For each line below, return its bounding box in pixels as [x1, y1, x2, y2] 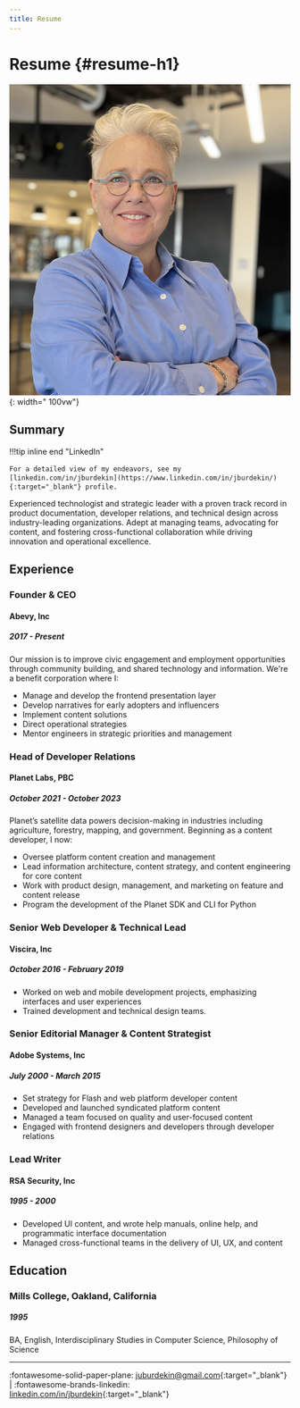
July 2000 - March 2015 [9, 1070, 101, 1081]
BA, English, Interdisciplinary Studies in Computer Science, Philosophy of [9, 1334, 279, 1345]
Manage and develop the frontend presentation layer [21, 690, 217, 700]
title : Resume [9, 14, 62, 23]
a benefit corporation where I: [9, 673, 119, 683]
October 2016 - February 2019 [9, 964, 124, 975]
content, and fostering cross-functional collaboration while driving [9, 526, 253, 537]
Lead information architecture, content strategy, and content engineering [21, 861, 291, 872]
